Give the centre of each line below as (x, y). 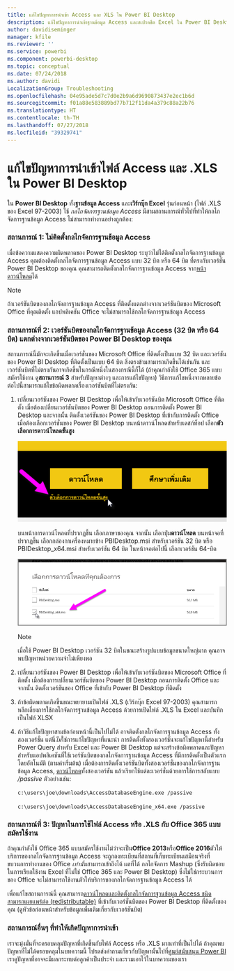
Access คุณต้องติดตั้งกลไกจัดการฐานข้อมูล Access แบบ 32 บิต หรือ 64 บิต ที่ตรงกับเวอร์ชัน (117, 260)
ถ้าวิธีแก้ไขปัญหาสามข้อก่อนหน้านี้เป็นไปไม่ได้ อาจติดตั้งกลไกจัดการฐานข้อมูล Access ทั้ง (118, 731)
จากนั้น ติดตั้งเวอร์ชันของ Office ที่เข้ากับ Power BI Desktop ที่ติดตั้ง (100, 688)
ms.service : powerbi (37, 52)
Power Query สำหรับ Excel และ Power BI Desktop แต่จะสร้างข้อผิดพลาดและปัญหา (120, 747)
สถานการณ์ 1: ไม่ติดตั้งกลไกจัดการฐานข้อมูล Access (79, 238)
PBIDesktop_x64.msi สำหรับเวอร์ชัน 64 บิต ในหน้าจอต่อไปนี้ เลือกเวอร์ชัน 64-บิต (117, 548)
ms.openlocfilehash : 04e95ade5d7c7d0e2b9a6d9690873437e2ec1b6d (101, 96)
